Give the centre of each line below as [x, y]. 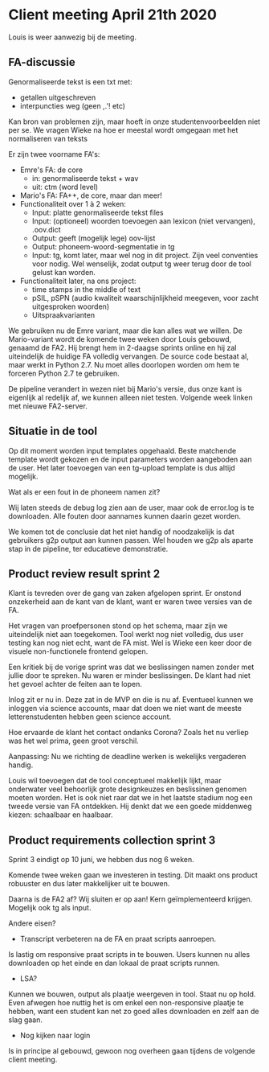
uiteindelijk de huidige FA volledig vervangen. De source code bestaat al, [128, 356]
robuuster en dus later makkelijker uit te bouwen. [89, 884]
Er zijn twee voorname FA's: [54, 154]
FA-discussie [42, 62]
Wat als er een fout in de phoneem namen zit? [84, 491]
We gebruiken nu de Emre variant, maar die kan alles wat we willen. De [125, 331]
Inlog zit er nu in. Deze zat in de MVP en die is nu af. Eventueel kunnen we [131, 700]
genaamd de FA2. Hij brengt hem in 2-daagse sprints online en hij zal [122, 347]
